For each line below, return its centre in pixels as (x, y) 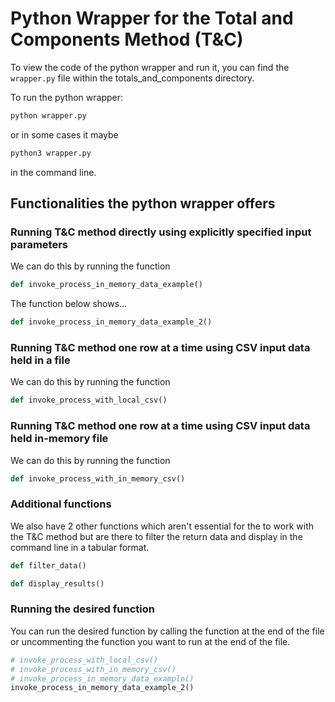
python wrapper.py (48, 115)
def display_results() (57, 583)
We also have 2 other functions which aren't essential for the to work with (162, 526)
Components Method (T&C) (127, 39)
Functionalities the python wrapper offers (143, 203)
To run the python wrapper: (67, 97)
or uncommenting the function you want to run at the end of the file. (150, 641)
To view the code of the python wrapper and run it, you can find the (150, 67)
